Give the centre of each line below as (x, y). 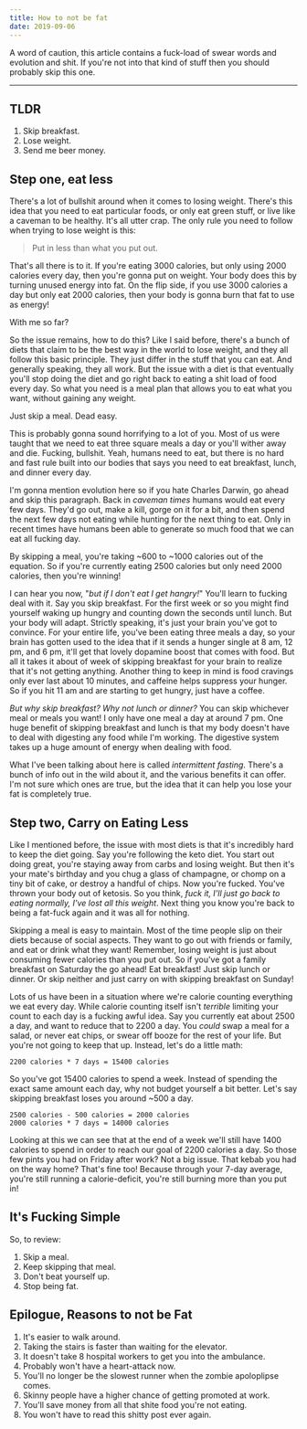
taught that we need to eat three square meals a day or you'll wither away (148, 443)
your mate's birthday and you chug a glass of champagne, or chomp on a (148, 873)
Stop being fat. (51, 1286)
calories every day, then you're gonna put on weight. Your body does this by (153, 276)
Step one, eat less (62, 179)
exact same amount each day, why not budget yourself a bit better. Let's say (153, 1088)
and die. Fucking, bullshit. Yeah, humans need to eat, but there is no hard (147, 453)
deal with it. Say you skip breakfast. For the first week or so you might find (149, 603)
